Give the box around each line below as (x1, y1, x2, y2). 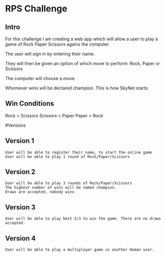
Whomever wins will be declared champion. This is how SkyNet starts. (5, 85, 149, 91)
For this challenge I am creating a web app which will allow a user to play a (5, 36, 158, 42)
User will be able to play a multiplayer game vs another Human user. (5, 247, 155, 253)
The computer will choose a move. (5, 76, 76, 81)
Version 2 (5, 168, 36, 176)
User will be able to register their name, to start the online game (5, 150, 153, 155)
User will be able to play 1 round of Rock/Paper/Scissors (5, 154, 130, 159)
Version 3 (5, 203, 36, 211)
